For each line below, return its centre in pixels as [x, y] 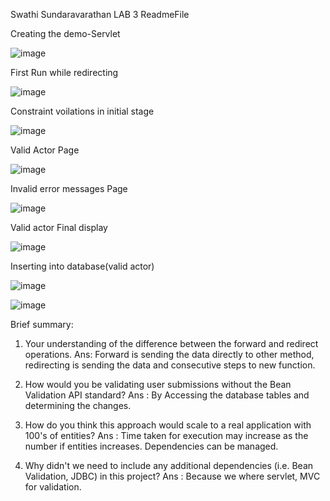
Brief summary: [42, 324]
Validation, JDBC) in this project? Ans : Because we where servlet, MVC [172, 476]
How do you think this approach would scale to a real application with [168, 425]
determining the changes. [78, 405]
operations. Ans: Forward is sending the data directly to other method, [169, 354]
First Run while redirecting [64, 72]
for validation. [53, 487]
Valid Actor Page [45, 150]
